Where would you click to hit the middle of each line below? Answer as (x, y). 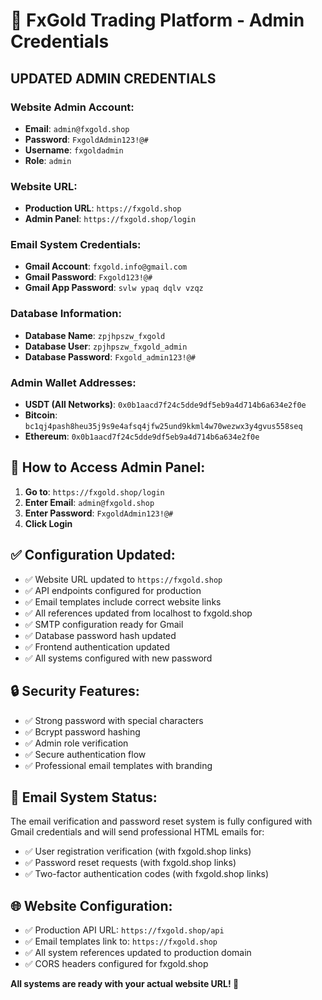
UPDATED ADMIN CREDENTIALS (113, 78)
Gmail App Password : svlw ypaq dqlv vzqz (114, 288)
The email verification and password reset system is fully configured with (161, 821)
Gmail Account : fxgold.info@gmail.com (106, 266)
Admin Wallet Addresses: (73, 382)
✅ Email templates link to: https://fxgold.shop (121, 941)
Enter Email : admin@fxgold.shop (89, 502)
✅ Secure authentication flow (85, 754)
